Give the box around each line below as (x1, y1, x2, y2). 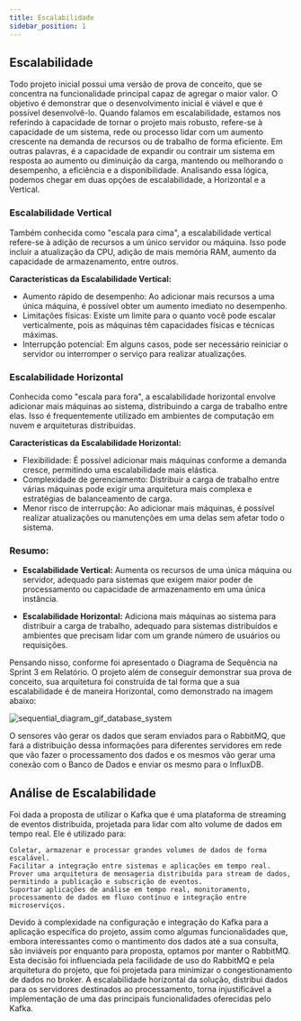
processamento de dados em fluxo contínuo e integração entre (9, 893, 247, 902)
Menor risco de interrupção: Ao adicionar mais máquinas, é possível (22, 502, 275, 514)
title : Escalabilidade (9, 13, 94, 23)
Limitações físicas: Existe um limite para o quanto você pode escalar (22, 310, 277, 321)
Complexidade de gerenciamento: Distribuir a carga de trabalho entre (22, 474, 280, 485)
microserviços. (9, 901, 66, 910)
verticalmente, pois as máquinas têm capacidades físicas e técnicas (22, 319, 276, 330)
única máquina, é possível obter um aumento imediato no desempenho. (22, 300, 288, 311)
